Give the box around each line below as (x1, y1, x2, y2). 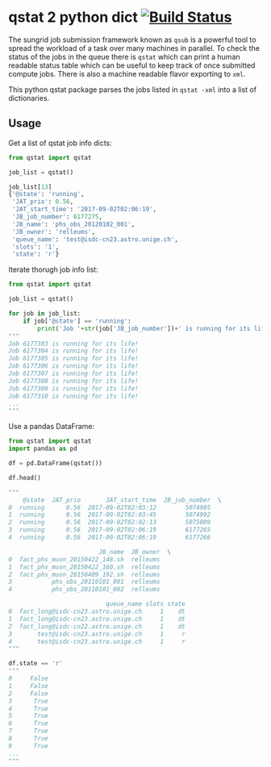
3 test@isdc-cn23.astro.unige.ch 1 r (8, 630, 186, 638)
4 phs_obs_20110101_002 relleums (8, 586, 161, 594)
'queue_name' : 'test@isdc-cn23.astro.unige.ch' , (11, 235, 179, 244)
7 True (8, 727, 48, 736)
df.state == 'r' (8, 660, 63, 668)
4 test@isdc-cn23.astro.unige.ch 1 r (8, 637, 186, 645)
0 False (8, 674, 48, 682)
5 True (8, 712, 48, 720)
